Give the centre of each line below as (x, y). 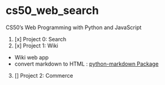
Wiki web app (32, 57)
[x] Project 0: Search (40, 39)
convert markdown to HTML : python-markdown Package (86, 64)
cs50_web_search (52, 11)
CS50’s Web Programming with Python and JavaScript (74, 27)
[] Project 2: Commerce (44, 75)
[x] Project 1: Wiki (36, 46)
